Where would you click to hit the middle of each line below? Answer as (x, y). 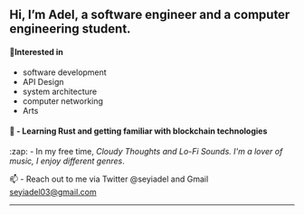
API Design (43, 81)
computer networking (63, 101)
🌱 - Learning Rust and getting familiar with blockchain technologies (138, 131)
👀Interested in (36, 51)
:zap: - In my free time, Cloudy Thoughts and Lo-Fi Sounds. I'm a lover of (146, 151)
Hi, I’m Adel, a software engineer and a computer (150, 15)
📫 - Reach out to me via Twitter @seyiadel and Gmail (109, 179)
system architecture (60, 91)
